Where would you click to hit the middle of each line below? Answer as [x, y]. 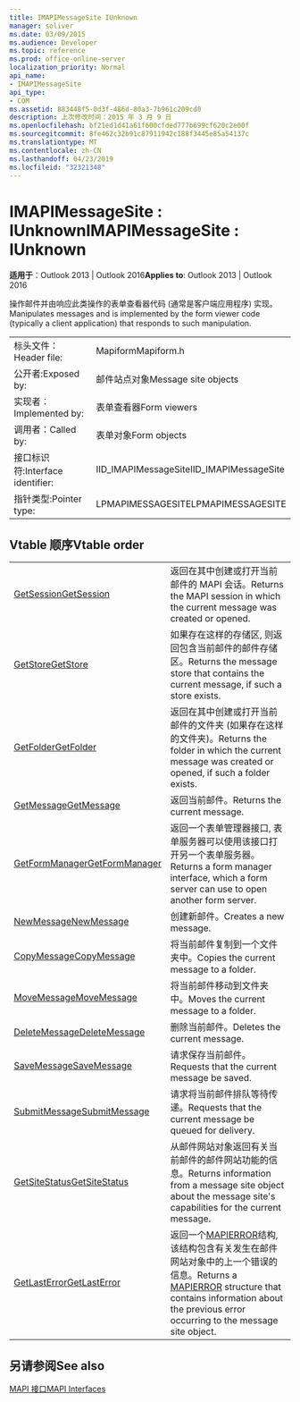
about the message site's [223, 1196]
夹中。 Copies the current [223, 958]
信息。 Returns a [204, 1275]
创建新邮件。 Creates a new [227, 916]
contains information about [227, 1298]
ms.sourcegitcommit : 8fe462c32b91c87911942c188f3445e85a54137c [129, 134]
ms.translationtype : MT [54, 142]
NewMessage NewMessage [71, 922]
